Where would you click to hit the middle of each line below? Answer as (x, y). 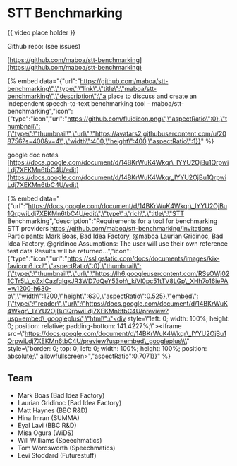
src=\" (16, 333)
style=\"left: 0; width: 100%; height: (178, 318)
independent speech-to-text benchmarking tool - (79, 103)
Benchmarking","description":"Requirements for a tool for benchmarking (113, 221)
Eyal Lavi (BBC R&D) (47, 425)
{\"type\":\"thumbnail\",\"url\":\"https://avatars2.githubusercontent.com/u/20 (117, 133)
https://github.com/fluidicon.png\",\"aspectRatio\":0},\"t (147, 119)
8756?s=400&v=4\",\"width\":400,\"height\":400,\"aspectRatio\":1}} (104, 141)
